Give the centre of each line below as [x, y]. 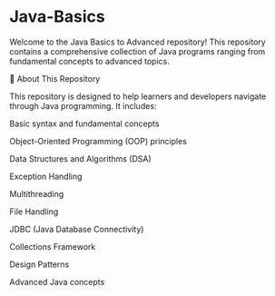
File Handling [34, 212]
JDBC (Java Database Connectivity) [77, 229]
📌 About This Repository [55, 78]
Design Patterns [39, 264]
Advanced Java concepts [57, 281]
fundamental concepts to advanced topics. [89, 61]
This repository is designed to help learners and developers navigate [138, 96]
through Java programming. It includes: [83, 105]
